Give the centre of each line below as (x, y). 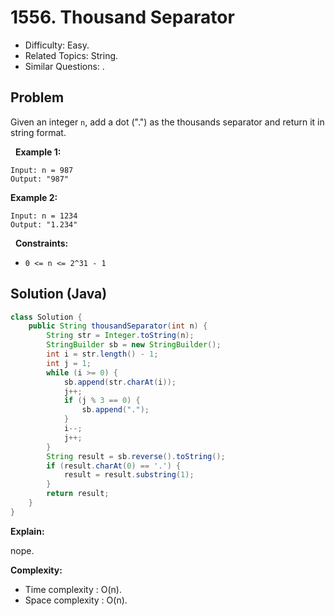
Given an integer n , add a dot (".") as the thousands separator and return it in (167, 122)
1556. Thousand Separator (122, 17)
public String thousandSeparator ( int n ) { (118, 326)
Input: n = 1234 (44, 216)
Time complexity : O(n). (73, 589)
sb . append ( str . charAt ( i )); (120, 382)
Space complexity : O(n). (76, 600)
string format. (38, 132)
